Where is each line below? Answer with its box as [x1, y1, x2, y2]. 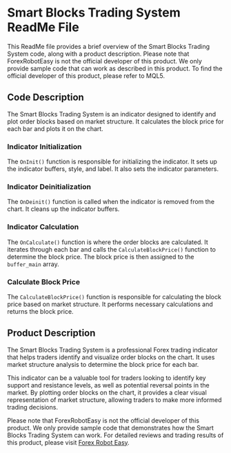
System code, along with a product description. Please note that [7, 50, 190, 58]
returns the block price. [7, 307, 74, 315]
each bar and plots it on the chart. [7, 124, 103, 132]
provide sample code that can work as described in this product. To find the [7, 64, 223, 72]
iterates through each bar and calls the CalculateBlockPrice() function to [7, 245, 216, 253]
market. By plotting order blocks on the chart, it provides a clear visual [7, 388, 207, 396]
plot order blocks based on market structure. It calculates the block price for [7, 117, 224, 125]
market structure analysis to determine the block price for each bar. [7, 360, 199, 368]
